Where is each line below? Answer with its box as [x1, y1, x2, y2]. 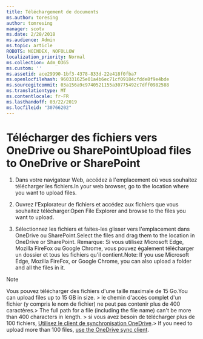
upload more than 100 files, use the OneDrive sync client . [6, 326, 150, 334]
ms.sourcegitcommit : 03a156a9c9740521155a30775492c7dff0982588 [6, 82, 170, 88]
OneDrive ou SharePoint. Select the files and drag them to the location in [15, 232, 195, 239]
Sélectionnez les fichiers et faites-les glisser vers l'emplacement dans [15, 225, 190, 233]
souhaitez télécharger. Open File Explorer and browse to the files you [15, 207, 186, 215]
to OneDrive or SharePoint [6, 156, 141, 170]
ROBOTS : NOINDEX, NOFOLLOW [6, 48, 75, 54]
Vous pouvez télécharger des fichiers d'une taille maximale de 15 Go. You [6, 288, 188, 295]
